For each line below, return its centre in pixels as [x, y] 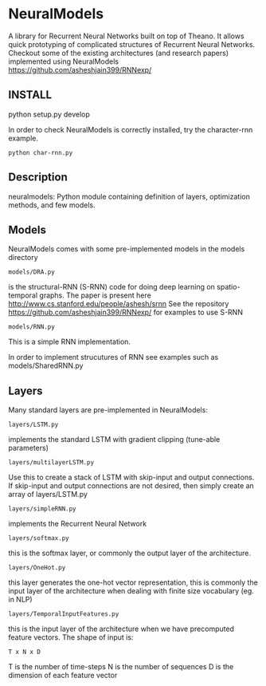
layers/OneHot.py [37, 568]
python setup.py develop [49, 114]
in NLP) [21, 600]
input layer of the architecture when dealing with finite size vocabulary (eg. [131, 591]
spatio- [228, 287]
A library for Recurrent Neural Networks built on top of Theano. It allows [126, 36]
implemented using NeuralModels [64, 61]
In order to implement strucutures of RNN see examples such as [113, 357]
